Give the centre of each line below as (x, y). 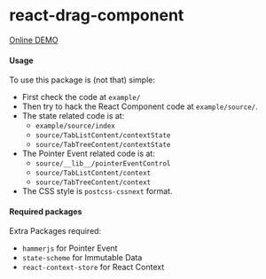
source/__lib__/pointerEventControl (103, 164)
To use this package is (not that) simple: (82, 80)
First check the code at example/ (81, 97)
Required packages (46, 211)
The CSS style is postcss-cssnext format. (97, 191)
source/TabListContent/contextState (103, 136)
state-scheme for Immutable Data (82, 258)
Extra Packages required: (55, 231)
